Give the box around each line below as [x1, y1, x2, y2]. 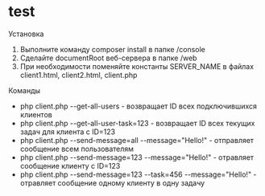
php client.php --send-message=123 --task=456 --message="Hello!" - [19, 169, 257, 179]
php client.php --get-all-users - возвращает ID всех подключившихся [19, 101, 258, 111]
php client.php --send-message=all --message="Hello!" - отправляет [19, 135, 255, 145]
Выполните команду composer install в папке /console [19, 44, 205, 54]
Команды [8, 85, 41, 95]
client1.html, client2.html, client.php [19, 70, 138, 80]
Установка [8, 29, 44, 39]
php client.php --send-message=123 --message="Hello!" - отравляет [19, 152, 255, 162]
